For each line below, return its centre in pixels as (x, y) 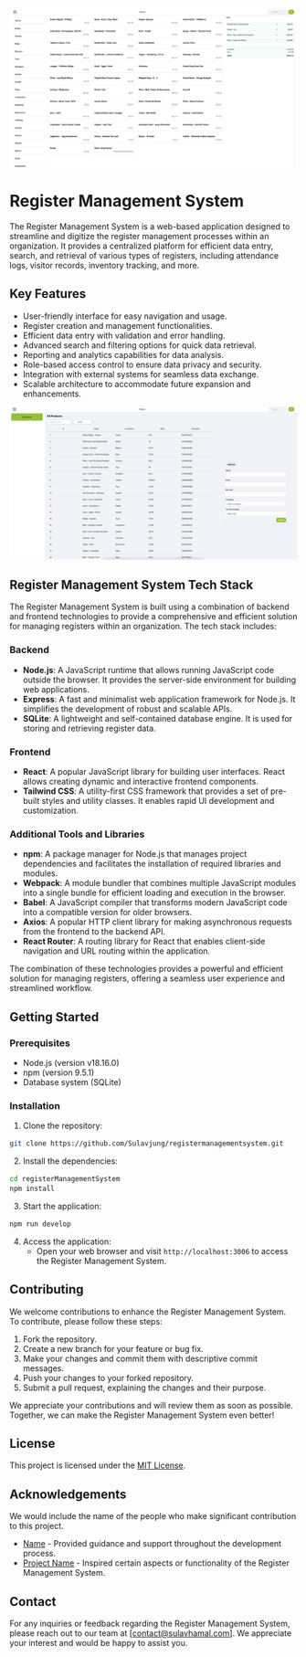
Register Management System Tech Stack (132, 585)
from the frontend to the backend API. (94, 932)
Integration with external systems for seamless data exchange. (141, 374)
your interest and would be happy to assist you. (99, 1643)
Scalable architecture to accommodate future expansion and (137, 384)
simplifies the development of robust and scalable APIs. (127, 709)
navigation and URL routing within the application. (116, 951)
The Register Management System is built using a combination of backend (149, 607)
